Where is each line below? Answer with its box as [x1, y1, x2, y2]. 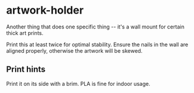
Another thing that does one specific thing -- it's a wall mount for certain [6, 23, 185, 30]
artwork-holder [6, 4, 84, 17]
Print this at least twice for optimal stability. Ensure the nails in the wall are [6, 41, 189, 48]
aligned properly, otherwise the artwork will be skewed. [6, 47, 143, 54]
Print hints [6, 65, 46, 75]
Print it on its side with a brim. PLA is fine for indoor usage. [6, 80, 150, 87]
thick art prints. [6, 29, 44, 36]
